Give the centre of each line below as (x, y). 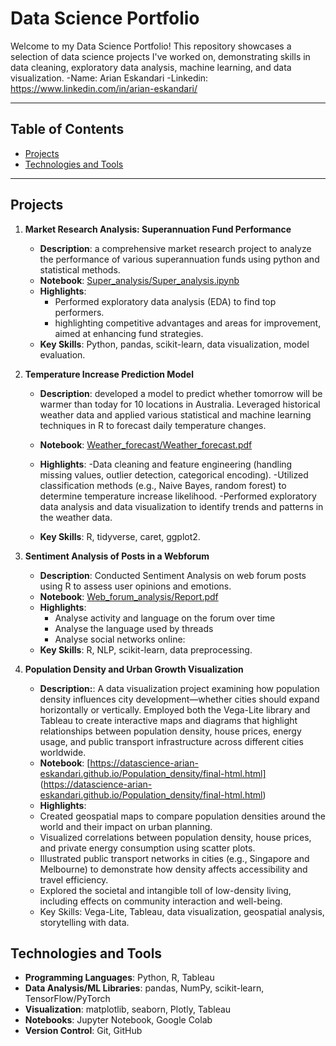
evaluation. (62, 354)
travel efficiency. (74, 879)
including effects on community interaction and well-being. (161, 901)
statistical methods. (80, 269)
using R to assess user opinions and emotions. (135, 586)
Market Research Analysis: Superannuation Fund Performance (158, 229)
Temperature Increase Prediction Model (109, 374)
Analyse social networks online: (120, 639)
